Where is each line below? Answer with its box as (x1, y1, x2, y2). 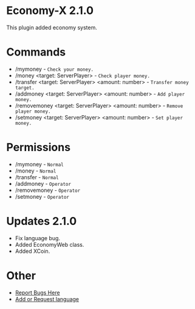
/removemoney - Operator (15, 186, 81, 194)
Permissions (6, 141, 71, 154)
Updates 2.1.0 (6, 215, 77, 228)
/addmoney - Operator (15, 180, 72, 187)
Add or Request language (15, 295, 80, 302)
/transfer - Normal (15, 173, 59, 180)
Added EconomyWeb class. (15, 241, 84, 248)
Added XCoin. (15, 247, 50, 255)
